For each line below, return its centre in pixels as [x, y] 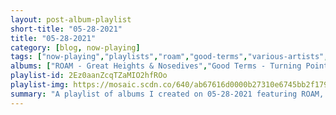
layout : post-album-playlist [71, 19]
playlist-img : [40, 85]
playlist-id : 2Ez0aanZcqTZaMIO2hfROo [89, 76]
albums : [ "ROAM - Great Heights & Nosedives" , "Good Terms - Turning [156, 66]
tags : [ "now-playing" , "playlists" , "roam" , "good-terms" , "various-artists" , [169, 57]
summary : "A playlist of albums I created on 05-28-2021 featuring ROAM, [167, 94]
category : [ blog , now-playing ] [75, 47]
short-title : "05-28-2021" [66, 29]
